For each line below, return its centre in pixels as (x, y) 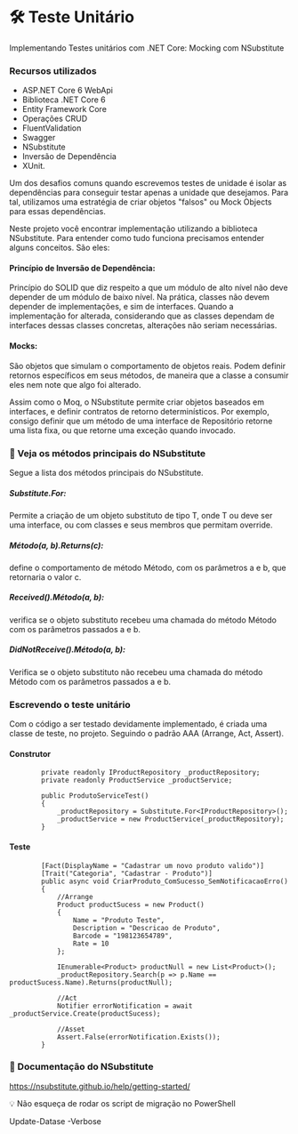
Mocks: (24, 346)
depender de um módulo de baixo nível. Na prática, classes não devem (139, 297)
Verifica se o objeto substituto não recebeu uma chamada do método (136, 672)
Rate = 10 (91, 944)
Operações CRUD (55, 119)
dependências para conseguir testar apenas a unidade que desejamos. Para (149, 193)
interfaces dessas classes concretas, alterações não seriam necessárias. (143, 326)
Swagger (39, 138)
